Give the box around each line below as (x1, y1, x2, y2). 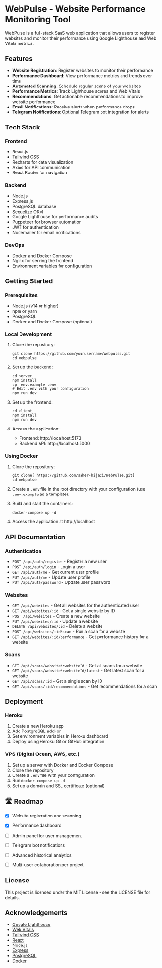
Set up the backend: (12, 364, 53, 370)
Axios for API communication (12, 165, 71, 171)
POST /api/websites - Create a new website (12, 613, 100, 619)
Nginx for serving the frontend (12, 258, 73, 264)
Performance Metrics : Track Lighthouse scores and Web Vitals (12, 88, 140, 94)
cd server (12, 374, 33, 379)
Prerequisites (5, 292, 38, 299)
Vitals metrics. (5, 40, 34, 46)
